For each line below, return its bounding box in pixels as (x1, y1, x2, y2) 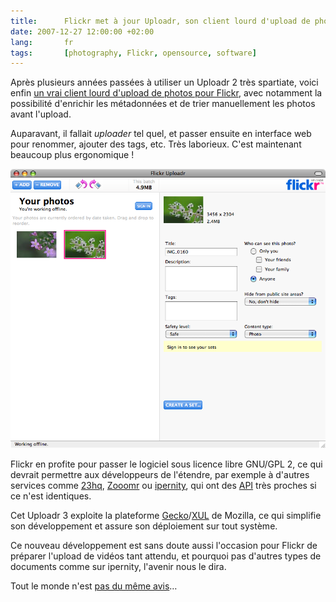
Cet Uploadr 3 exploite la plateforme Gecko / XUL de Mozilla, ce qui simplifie (10, 510, 322, 522)
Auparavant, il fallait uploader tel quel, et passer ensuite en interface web (10, 128, 312, 140)
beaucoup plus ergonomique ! (10, 149, 135, 161)
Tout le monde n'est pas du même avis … (10, 580, 178, 592)
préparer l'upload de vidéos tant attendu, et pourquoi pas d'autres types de (10, 550, 322, 562)
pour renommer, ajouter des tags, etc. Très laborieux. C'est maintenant (10, 138, 302, 150)
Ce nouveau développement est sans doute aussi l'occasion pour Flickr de (10, 540, 318, 552)
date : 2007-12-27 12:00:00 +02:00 (10, 26, 155, 37)
